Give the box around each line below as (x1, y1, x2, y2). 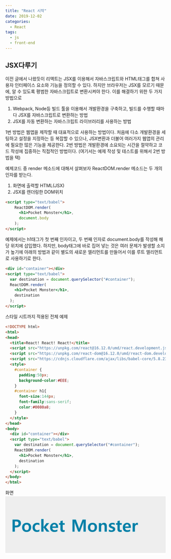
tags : (5, 30, 17, 35)
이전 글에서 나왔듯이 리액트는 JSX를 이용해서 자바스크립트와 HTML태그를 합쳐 (5, 75, 160, 81)
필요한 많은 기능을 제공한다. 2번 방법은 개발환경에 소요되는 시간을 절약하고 (10, 141, 157, 148)
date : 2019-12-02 (5, 13, 42, 19)
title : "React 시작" (5, 8, 47, 13)
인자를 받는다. (5, 171, 33, 178)
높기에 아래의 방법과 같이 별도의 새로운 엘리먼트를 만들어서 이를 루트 (10, 249, 145, 255)
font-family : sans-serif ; (18, 399, 72, 404)
